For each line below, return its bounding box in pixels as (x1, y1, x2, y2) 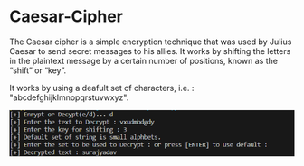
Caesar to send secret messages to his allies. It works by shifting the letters (9, 45, 291, 56)
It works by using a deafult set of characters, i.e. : (9, 82, 195, 93)
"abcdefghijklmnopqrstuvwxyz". (9, 92, 129, 103)
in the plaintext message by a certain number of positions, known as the (9, 55, 279, 66)
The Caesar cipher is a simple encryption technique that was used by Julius (9, 36, 292, 47)
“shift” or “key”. (9, 65, 67, 76)
